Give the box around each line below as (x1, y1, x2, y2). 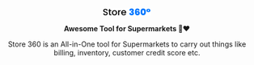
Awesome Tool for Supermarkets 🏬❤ (63, 24, 191, 33)
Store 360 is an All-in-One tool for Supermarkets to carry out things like (7, 39, 247, 49)
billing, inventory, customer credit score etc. (53, 48, 201, 57)
